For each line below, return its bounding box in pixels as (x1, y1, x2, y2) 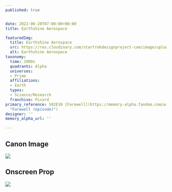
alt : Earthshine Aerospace (10, 50, 68, 55)
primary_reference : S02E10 (5, 102, 63, 107)
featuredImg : (5, 35, 33, 40)
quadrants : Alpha (10, 63, 47, 69)
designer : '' (5, 111, 33, 117)
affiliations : (10, 78, 40, 83)
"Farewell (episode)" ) (10, 106, 58, 112)
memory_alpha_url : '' (5, 116, 52, 121)
